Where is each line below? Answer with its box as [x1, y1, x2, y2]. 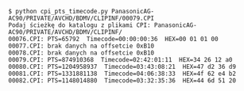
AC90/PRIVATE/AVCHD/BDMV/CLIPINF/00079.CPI [8, 14, 155, 22]
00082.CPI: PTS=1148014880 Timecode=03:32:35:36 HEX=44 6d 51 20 [8, 77, 237, 85]
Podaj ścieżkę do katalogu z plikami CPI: [8, 21, 151, 29]
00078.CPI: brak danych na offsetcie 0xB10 [8, 49, 155, 57]
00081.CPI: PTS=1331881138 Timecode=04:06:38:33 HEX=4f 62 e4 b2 [8, 70, 237, 78]
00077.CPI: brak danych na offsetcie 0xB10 [8, 42, 155, 50]
